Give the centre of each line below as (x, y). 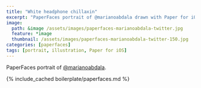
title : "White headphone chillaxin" (52, 12)
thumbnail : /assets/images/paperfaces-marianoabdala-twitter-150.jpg (100, 39)
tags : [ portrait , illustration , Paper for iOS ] (67, 51)
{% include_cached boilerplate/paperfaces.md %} (68, 78)
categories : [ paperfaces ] (38, 45)
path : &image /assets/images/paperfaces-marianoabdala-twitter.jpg (98, 28)
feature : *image (32, 34)
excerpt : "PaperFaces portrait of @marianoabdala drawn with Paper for (97, 17)
